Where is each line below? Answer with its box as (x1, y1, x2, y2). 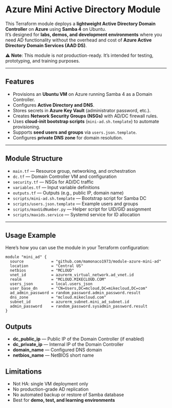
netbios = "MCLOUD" (10, 268, 74, 273)
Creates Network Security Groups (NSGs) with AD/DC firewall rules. (12, 113, 158, 119)
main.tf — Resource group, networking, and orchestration (12, 168, 136, 174)
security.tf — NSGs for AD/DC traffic (12, 178, 94, 185)
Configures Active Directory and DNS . (12, 101, 95, 108)
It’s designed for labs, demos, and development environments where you (5, 31, 162, 37)
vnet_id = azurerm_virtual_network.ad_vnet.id (10, 273, 134, 278)
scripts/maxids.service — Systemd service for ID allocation (12, 211, 141, 217)
